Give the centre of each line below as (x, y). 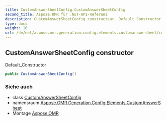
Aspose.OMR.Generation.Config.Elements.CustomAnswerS (101, 103)
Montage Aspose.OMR (35, 113)
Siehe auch (19, 86)
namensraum (26, 103)
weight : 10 (16, 28)
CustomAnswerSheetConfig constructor (70, 53)
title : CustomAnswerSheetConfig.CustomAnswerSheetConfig (65, 10)
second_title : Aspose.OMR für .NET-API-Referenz (56, 14)
